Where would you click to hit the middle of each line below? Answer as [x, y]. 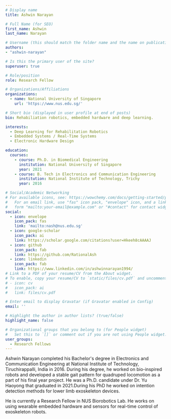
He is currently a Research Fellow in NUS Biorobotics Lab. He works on [80, 401]
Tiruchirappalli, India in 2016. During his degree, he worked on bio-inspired [84, 369]
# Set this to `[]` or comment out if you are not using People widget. [86, 334]
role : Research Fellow [29, 80]
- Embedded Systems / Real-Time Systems [53, 136]
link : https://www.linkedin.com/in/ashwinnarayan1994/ [74, 269]
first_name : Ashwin [26, 29]
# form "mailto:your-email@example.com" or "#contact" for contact [81, 207]
